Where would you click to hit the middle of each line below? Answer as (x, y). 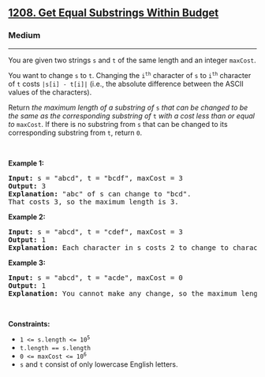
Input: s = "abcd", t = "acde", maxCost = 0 (96, 278)
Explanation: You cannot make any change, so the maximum (123, 293)
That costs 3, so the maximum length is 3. (93, 202)
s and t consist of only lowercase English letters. (99, 364)
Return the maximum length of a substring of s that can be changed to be (128, 107)
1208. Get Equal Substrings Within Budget (114, 13)
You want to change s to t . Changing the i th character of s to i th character (130, 75)
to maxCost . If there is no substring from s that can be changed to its (118, 124)
